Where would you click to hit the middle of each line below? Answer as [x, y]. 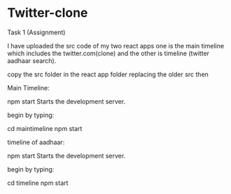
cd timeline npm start [38, 183]
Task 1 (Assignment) [36, 32]
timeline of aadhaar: [36, 142]
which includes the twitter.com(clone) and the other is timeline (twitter [108, 53]
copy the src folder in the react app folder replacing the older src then [108, 74]
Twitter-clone [48, 13]
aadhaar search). [32, 60]
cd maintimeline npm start [45, 128]
